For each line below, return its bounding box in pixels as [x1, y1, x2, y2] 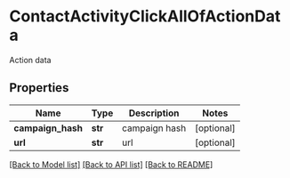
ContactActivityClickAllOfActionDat [9, 6, 281, 27]
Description [128, 107, 180, 119]
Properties [9, 80, 69, 95]
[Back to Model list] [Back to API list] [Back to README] [9, 158, 213, 170]
